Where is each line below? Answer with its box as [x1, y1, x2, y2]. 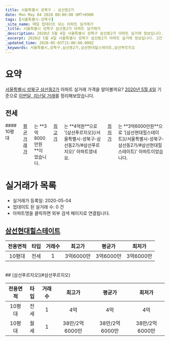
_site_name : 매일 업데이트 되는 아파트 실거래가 [5, 21, 94, 27]
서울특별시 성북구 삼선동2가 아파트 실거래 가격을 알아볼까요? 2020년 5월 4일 [5, 86, 156, 92]
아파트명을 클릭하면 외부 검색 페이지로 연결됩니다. [12, 210, 110, 216]
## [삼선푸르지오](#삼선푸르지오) [5, 272, 71, 278]
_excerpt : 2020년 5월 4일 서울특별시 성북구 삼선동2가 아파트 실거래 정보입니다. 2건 [5, 36, 162, 41]
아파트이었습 [138, 148, 163, 155]
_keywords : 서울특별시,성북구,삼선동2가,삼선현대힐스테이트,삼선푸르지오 [5, 45, 135, 50]
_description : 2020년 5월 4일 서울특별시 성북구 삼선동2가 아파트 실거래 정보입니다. [5, 31, 163, 36]
